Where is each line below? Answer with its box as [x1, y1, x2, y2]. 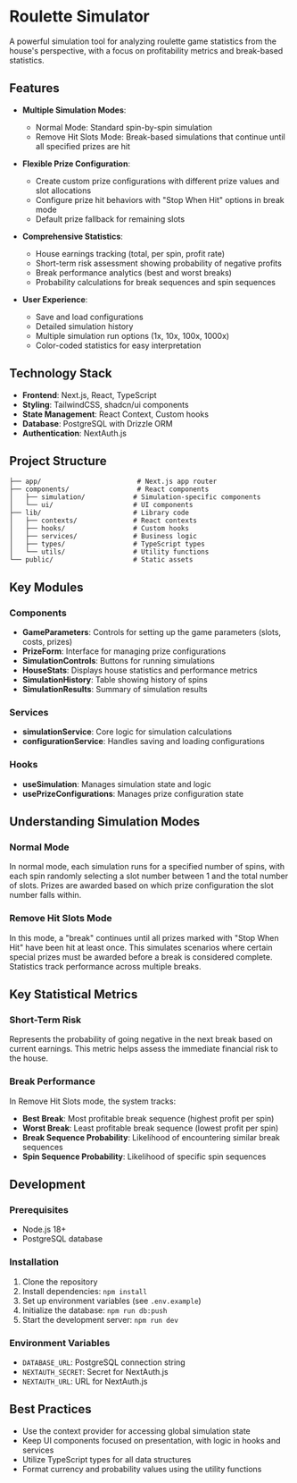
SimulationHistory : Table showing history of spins [21, 674, 208, 685]
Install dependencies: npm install [21, 1285, 147, 1296]
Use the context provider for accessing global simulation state [21, 1425, 252, 1436]
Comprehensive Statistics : [21, 231, 123, 242]
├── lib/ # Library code [9, 508, 190, 518]
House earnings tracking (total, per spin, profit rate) [35, 248, 226, 258]
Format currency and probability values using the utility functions [21, 1463, 262, 1474]
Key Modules [9, 580, 84, 595]
